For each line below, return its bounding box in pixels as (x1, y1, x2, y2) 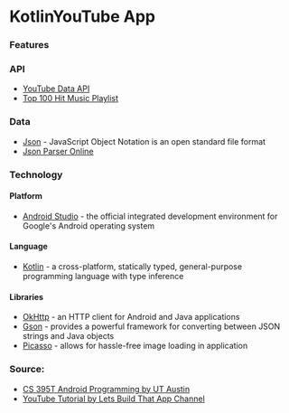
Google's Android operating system (22, 220, 155, 231)
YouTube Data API (22, 83, 90, 94)
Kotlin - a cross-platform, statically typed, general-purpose (22, 261, 242, 272)
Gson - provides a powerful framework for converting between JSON (22, 321, 281, 332)
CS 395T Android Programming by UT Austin (22, 383, 191, 394)
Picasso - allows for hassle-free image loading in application (22, 341, 248, 352)
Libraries (9, 291, 43, 302)
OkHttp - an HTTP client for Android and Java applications (22, 312, 240, 323)
